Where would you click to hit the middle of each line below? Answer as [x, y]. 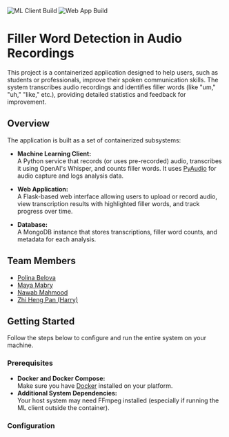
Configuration [31, 425]
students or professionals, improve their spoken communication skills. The [113, 80]
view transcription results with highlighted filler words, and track [108, 203]
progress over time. [45, 211]
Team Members [41, 261]
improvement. [27, 102]
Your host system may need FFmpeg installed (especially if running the [118, 400]
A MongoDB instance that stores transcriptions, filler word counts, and [117, 232]
